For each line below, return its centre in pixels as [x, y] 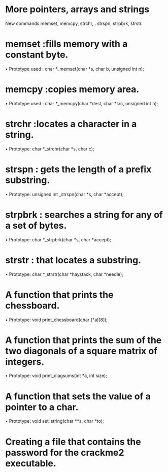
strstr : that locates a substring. [73, 260]
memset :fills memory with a [66, 44]
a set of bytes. [36, 225]
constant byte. [37, 55]
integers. [25, 361]
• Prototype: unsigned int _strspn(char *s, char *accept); [64, 194]
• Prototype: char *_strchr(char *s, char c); [50, 149]
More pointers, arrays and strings [77, 9]
